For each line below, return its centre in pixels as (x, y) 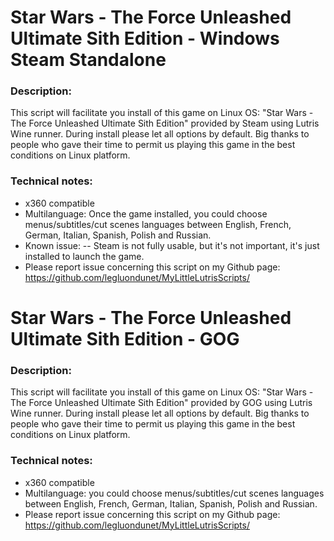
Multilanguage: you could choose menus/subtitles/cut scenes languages (174, 493)
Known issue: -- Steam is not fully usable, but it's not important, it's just (172, 245)
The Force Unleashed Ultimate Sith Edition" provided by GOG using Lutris (161, 403)
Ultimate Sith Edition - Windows (145, 38)
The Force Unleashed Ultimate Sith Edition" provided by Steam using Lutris (165, 123)
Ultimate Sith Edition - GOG (125, 338)
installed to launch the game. (84, 256)
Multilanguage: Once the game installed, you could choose (146, 213)
